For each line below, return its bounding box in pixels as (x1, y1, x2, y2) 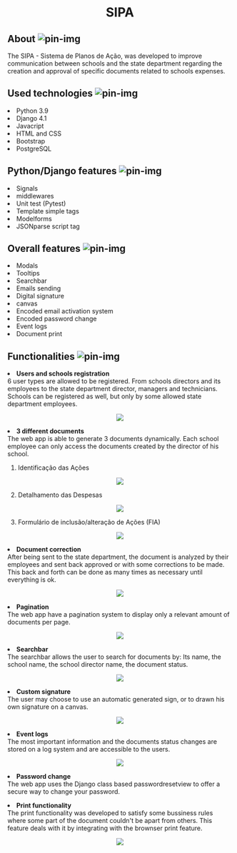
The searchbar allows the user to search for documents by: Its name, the (7, 652, 221, 661)
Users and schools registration (16, 369, 110, 378)
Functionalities (7, 350, 75, 363)
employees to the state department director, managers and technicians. (7, 385, 218, 393)
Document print (16, 330, 63, 338)
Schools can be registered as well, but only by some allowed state (7, 392, 202, 400)
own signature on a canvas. (7, 702, 89, 711)
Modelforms (16, 214, 52, 223)
